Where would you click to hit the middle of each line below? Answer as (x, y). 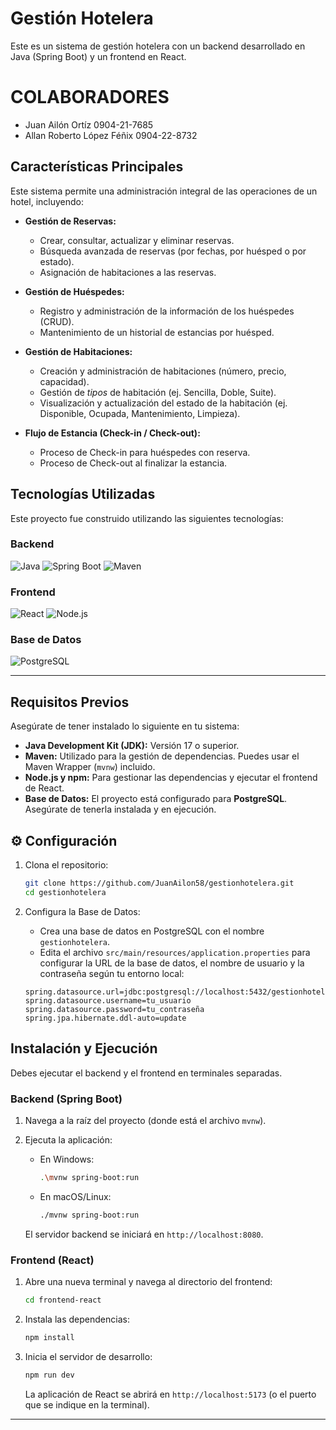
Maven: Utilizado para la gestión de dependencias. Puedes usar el (162, 756)
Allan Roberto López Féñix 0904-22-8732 (111, 135)
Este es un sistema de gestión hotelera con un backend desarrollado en (158, 46)
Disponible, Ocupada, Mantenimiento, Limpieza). (140, 413)
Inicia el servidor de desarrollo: (88, 1356)
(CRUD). (57, 321)
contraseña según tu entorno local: (112, 973)
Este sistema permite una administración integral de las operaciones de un (164, 191)
